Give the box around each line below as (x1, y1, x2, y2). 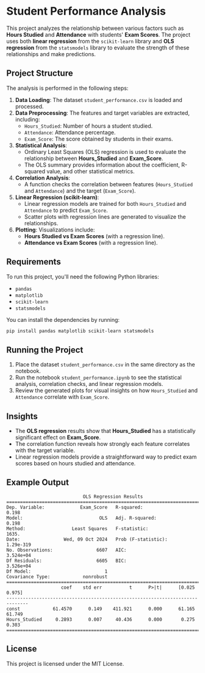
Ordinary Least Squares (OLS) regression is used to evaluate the (24, 148, 186, 155)
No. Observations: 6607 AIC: (6, 547, 127, 553)
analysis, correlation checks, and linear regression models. (15, 380, 164, 388)
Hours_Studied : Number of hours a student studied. (24, 122, 153, 129)
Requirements (6, 256, 61, 267)
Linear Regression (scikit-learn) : (15, 194, 99, 201)
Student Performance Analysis (6, 4, 166, 18)
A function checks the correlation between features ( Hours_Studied (24, 180, 193, 187)
